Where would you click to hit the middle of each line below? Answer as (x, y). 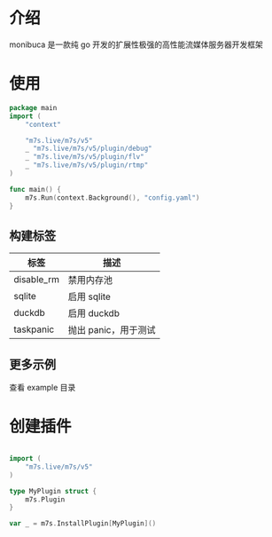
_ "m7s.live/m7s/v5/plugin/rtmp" (87, 165)
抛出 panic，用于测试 (112, 330)
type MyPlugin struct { (53, 491)
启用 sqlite (89, 296)
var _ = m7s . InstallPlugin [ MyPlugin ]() (83, 524)
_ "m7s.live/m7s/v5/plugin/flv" (85, 157)
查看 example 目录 (43, 388)
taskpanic (34, 329)
